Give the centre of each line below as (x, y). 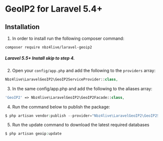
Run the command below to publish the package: (61, 107)
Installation (22, 27)
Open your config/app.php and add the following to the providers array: (84, 70)
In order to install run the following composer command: (68, 38)
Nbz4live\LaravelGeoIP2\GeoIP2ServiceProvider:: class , (62, 79)
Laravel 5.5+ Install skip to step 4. (40, 58)
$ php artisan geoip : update (33, 134)
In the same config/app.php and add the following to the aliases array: (82, 89)
